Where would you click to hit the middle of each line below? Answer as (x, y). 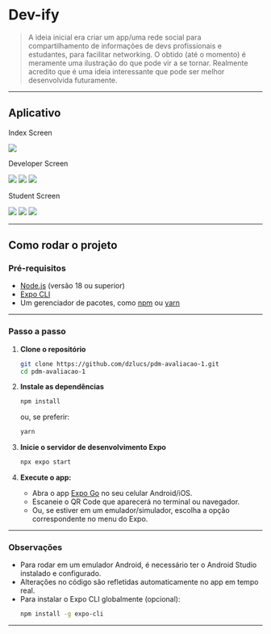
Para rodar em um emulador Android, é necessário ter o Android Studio (138, 565)
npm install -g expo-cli (62, 614)
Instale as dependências (62, 387)
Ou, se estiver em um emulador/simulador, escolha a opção (131, 510)
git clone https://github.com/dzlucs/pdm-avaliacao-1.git (119, 364)
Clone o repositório (53, 349)
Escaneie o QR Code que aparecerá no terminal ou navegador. (136, 502)
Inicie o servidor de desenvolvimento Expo (93, 447)
